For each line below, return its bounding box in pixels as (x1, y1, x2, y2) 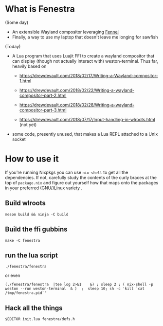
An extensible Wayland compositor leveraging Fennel (12, 29, 119, 35)
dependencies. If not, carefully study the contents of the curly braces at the (5, 174, 157, 181)
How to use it (5, 153, 59, 164)
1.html (19, 78, 32, 84)
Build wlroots (5, 199, 46, 207)
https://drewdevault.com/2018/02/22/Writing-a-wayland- (19, 87, 135, 93)
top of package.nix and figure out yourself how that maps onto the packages (5, 180, 159, 185)
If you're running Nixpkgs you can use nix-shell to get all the (5, 169, 128, 175)
